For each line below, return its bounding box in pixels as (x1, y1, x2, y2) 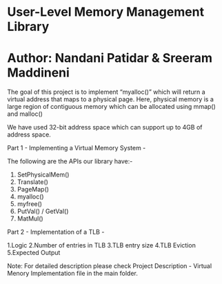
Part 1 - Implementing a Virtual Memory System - (7, 144, 146, 152)
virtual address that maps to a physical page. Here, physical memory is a (7, 95, 214, 103)
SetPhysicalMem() (17, 170, 70, 179)
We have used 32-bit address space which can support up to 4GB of (7, 123, 203, 132)
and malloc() (7, 110, 43, 118)
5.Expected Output (7, 249, 61, 257)
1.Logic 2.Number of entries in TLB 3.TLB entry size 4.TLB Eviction (7, 241, 196, 250)
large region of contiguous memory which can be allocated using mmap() (7, 103, 216, 111)
